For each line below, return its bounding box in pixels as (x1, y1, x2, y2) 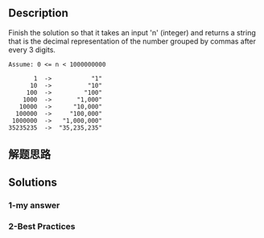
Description (8, 6, 68, 20)
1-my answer (8, 199, 60, 211)
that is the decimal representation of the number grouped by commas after (8, 36, 256, 46)
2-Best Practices (8, 221, 76, 232)
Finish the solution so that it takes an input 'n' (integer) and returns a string (8, 27, 256, 37)
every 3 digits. (8, 44, 56, 55)
